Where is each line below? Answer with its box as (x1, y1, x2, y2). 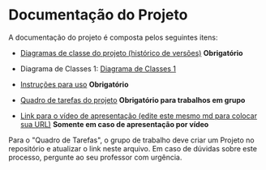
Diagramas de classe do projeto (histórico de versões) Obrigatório (19, 48, 243, 57)
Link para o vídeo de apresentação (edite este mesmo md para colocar (19, 111, 258, 121)
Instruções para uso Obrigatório (19, 79, 129, 89)
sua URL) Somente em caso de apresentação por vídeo (19, 119, 209, 129)
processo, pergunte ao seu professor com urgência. (8, 152, 182, 162)
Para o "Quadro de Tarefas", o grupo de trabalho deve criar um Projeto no (8, 135, 255, 145)
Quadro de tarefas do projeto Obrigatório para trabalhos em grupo (19, 95, 246, 104)
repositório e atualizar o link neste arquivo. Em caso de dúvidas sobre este (8, 143, 258, 153)
